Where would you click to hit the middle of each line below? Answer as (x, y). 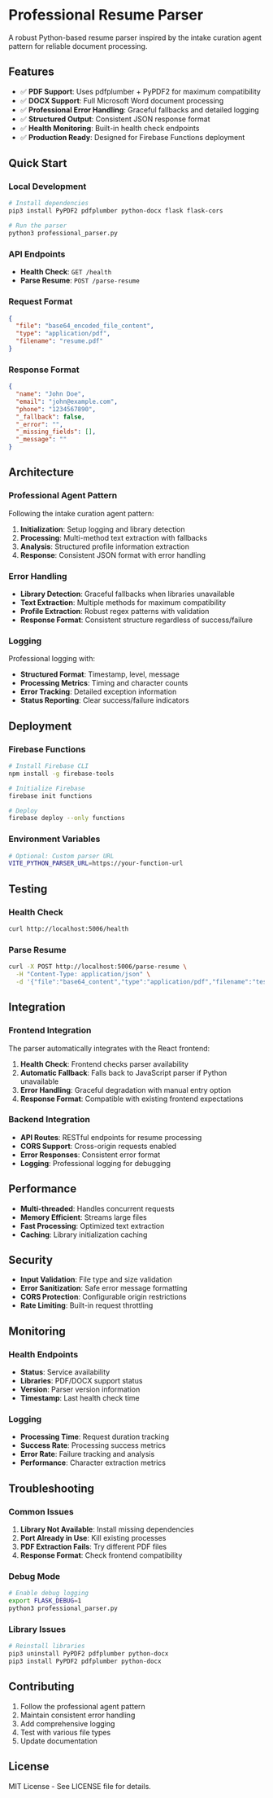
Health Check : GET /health (66, 272)
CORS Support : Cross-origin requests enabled (98, 1146)
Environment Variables (54, 839)
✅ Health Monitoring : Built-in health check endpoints (110, 128)
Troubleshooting (52, 1488)
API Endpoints (37, 254)
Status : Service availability (65, 1372)
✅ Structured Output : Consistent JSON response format (115, 119)
